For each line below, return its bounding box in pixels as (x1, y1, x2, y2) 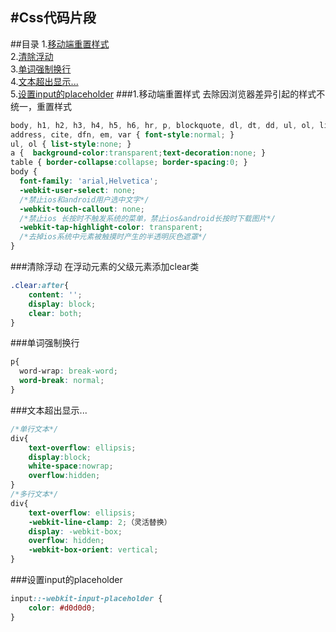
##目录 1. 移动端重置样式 (10, 38, 110, 50)
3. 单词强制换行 (10, 63, 72, 75)
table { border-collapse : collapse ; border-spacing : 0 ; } (10, 158, 248, 168)
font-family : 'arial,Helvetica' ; (19, 176, 159, 187)
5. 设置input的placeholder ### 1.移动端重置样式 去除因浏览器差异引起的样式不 (10, 88, 326, 100)
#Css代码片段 (10, 9, 97, 27)
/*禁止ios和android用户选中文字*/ (19, 194, 150, 205)
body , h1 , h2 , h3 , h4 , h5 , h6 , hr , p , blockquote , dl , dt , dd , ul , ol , (10, 120, 316, 130)
